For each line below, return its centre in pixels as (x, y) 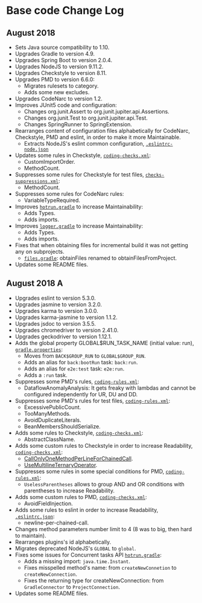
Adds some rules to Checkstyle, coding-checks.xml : (79, 433)
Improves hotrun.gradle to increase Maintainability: (79, 207)
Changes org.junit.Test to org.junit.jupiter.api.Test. (86, 118)
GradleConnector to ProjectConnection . (72, 587)
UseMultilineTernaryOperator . (61, 465)
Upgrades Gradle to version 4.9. (55, 54)
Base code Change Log (65, 11)
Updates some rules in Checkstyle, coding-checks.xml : (83, 155)
